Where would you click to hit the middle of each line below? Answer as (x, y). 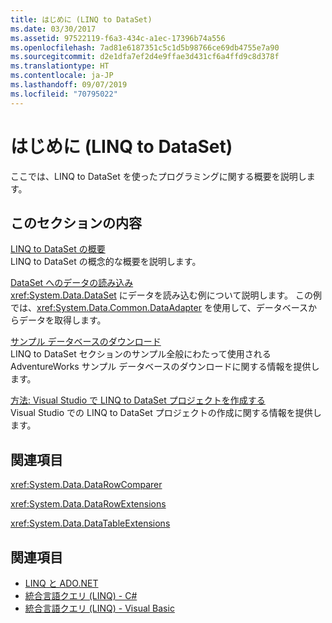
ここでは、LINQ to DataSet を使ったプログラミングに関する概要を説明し (158, 176)
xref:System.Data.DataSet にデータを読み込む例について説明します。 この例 (166, 295)
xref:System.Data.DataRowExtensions (88, 504)
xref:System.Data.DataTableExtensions (90, 523)
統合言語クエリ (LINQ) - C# (81, 595)
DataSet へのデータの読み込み (72, 283)
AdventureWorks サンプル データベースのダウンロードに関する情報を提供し (165, 367)
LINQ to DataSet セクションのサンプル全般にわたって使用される (141, 354)
